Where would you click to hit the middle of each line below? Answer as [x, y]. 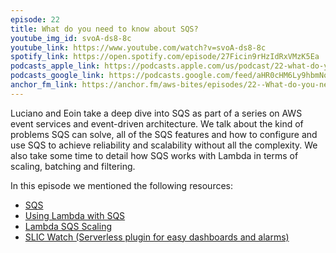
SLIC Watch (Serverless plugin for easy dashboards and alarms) [157, 237]
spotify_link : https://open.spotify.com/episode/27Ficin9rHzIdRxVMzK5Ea [165, 57]
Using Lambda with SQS [75, 215]
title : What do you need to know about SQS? [104, 29]
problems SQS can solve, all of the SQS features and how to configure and [164, 134]
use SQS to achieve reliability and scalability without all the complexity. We [164, 145]
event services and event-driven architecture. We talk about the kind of [157, 123]
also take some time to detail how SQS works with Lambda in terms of [154, 155]
